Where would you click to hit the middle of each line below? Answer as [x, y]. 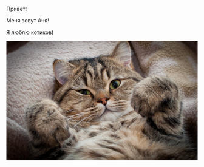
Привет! [17, 9]
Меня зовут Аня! [28, 20]
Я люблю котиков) [30, 32]
